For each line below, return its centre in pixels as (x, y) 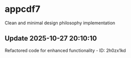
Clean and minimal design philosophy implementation (60, 23)
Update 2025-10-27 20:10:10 (51, 38)
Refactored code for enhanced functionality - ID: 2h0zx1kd (65, 50)
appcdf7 (23, 9)
